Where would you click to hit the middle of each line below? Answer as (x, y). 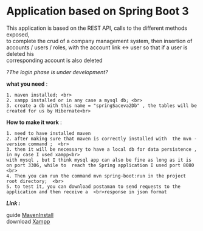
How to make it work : (34, 122)
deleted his (20, 53)
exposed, (18, 34)
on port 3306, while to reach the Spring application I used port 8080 (100, 165)
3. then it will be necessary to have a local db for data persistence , (102, 149)
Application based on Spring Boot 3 (98, 11)
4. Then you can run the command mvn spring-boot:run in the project (96, 176)
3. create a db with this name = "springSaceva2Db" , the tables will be (102, 105)
